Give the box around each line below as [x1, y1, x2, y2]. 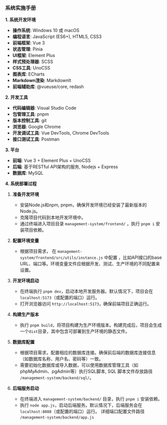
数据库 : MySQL [12, 170, 43, 176]
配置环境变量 [12, 238, 39, 244]
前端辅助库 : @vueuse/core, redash [12, 84, 84, 90]
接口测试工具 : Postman [12, 136, 60, 142]
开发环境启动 [12, 278, 39, 284]
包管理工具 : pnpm [12, 111, 49, 117]
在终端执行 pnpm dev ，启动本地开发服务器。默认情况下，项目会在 [19, 288, 153, 294]
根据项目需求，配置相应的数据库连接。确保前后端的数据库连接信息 [19, 349, 156, 356]
